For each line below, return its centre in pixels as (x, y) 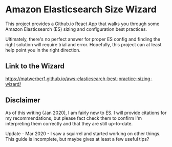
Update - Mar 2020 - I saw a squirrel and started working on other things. (83, 133)
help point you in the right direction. (43, 50)
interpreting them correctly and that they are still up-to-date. (69, 123)
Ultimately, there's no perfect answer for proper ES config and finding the (83, 39)
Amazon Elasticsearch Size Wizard (81, 10)
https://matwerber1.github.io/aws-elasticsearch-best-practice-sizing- (79, 79)
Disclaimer (23, 100)
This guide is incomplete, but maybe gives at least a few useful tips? (77, 139)
